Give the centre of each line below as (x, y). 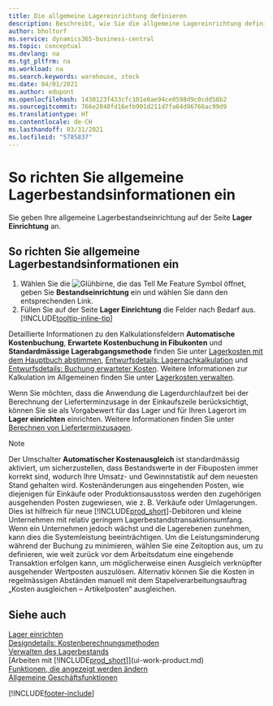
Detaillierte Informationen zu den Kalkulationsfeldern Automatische (122, 334)
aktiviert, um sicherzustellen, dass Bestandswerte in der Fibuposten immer (133, 468)
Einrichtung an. (35, 226)
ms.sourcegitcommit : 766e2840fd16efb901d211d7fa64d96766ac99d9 (118, 107)
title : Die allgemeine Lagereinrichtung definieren (97, 16)
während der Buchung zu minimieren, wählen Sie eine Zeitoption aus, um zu (136, 546)
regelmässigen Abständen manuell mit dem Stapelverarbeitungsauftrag (128, 581)
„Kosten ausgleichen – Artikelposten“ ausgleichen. (93, 589)
